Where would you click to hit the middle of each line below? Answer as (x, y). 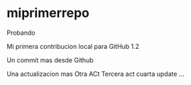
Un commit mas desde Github (50, 60)
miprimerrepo (48, 13)
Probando (21, 33)
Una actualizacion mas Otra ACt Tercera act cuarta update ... (95, 74)
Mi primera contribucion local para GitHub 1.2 (73, 46)
